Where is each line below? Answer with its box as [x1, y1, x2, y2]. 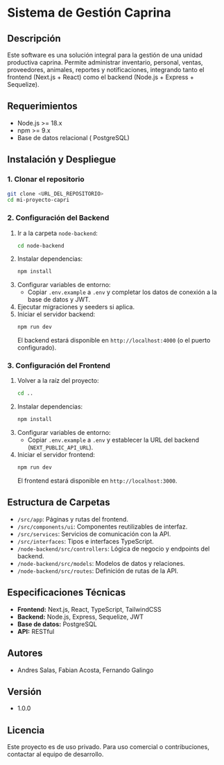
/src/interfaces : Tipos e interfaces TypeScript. [17, 537, 154, 545]
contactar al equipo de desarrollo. [7, 750, 104, 759]
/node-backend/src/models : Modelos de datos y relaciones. [17, 559, 185, 567]
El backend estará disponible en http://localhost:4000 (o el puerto [17, 336, 211, 345]
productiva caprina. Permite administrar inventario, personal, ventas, [7, 58, 203, 67]
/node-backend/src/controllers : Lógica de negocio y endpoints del [17, 544, 210, 553]
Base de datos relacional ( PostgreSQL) [17, 133, 130, 141]
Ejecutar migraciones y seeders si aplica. [17, 303, 135, 311]
